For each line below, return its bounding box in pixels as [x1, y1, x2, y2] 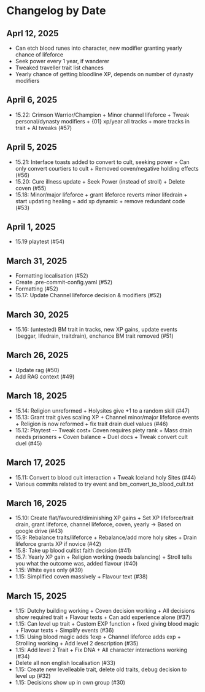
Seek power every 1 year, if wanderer [15, 58, 110, 64]
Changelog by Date [6, 4, 106, 18]
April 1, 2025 [6, 222, 56, 232]
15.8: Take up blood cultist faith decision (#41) [15, 547, 131, 554]
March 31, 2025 [6, 255, 68, 266]
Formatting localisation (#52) [15, 272, 89, 279]
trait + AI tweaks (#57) [15, 124, 72, 131]
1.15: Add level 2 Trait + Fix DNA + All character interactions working [15, 646, 187, 654]
